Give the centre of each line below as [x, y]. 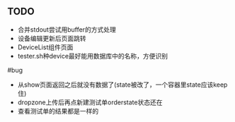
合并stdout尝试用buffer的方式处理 [67, 29]
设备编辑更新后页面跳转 [52, 38]
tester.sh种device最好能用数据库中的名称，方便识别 [93, 56]
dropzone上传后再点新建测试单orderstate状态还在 [90, 102]
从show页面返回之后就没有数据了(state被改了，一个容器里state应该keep [122, 85]
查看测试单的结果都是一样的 [58, 111]
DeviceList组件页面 [45, 47]
